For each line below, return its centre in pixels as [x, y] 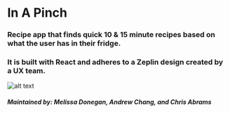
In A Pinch [38, 13]
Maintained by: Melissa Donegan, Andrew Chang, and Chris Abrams [109, 102]
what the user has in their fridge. [64, 43]
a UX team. [26, 71]
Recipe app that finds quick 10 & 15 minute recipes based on [111, 35]
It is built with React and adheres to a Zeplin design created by [115, 62]
